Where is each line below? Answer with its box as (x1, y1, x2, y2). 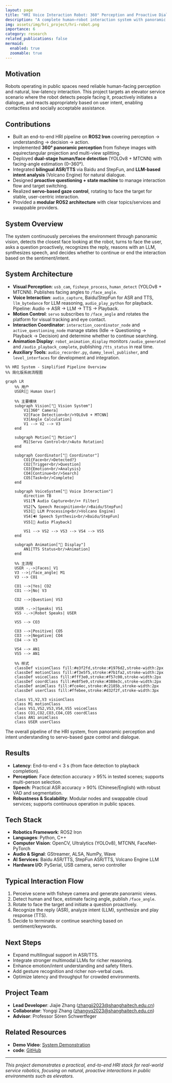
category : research (5, 31, 47, 36)
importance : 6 (5, 27, 36, 32)
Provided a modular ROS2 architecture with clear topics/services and (12, 199, 161, 206)
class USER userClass (14, 719, 60, 725)
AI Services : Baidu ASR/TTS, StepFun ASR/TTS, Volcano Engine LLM (12, 856, 159, 862)
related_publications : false (5, 36, 68, 42)
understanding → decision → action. (12, 139, 90, 145)
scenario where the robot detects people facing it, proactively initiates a (5, 94, 157, 100)
